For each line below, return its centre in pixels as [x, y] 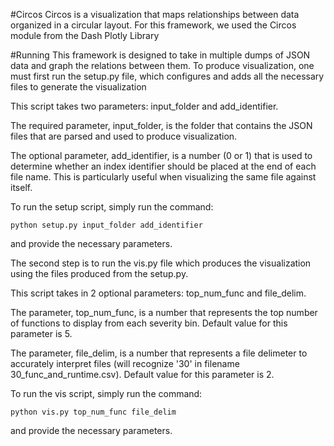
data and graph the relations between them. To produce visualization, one [162, 65]
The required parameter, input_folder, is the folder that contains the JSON [161, 125]
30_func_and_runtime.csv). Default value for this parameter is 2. [142, 374]
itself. [21, 187]
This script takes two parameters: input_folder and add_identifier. [144, 106]
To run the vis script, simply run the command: [106, 393]
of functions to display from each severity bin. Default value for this [149, 323]
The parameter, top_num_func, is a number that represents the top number [164, 312]
